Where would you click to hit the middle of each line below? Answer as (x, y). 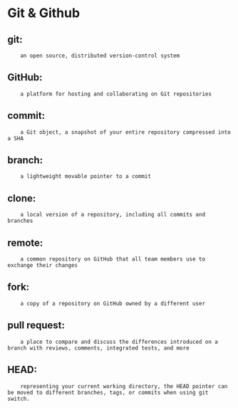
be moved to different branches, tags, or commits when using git (108, 392)
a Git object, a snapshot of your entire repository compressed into (126, 132)
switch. (19, 399)
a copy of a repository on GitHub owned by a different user (113, 303)
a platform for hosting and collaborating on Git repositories (116, 94)
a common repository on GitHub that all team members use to (113, 259)
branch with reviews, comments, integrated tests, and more (99, 348)
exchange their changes (43, 266)
